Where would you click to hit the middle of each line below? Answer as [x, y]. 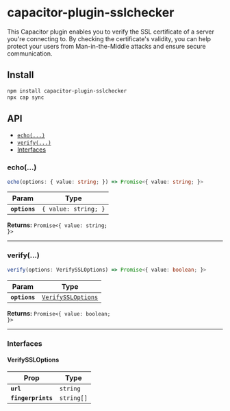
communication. [30, 54]
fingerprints [32, 398]
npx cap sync [26, 97]
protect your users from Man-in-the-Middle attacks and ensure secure [107, 46]
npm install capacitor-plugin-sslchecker [67, 91]
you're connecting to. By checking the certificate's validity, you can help [109, 38]
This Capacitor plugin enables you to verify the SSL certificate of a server [111, 32]
